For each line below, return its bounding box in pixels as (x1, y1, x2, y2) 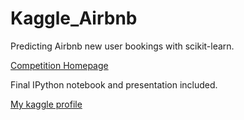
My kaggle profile (10, 98, 83, 110)
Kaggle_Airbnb (10, 7, 138, 30)
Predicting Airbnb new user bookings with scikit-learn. (10, 40, 235, 52)
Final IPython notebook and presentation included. (10, 78, 218, 91)
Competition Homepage (10, 59, 109, 71)
